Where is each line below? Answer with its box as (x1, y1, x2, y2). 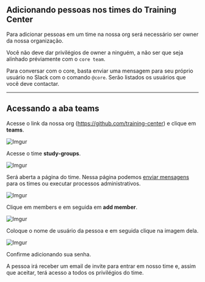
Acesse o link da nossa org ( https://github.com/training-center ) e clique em (6, 119, 196, 127)
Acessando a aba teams (6, 104, 99, 114)
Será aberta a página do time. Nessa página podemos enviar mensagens (6, 173, 189, 180)
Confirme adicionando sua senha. (6, 250, 92, 258)
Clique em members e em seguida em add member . (6, 203, 138, 211)
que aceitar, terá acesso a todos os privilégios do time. (6, 269, 144, 276)
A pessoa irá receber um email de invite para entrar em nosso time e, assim (6, 262, 196, 270)
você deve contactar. (6, 80, 60, 87)
